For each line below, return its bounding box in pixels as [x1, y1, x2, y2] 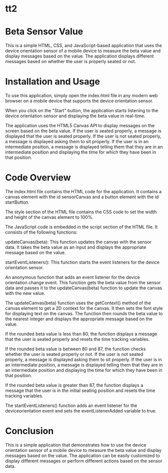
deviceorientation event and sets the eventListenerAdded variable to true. [5, 408, 156, 413]
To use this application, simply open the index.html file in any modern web [5, 93, 158, 99]
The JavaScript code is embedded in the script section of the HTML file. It [5, 224, 158, 230]
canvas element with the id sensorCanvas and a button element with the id [5, 194, 159, 200]
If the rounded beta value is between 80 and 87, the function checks [5, 346, 146, 352]
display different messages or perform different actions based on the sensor [5, 457, 162, 463]
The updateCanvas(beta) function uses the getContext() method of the [5, 300, 151, 306]
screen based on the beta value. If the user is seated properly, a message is [5, 128, 161, 134]
